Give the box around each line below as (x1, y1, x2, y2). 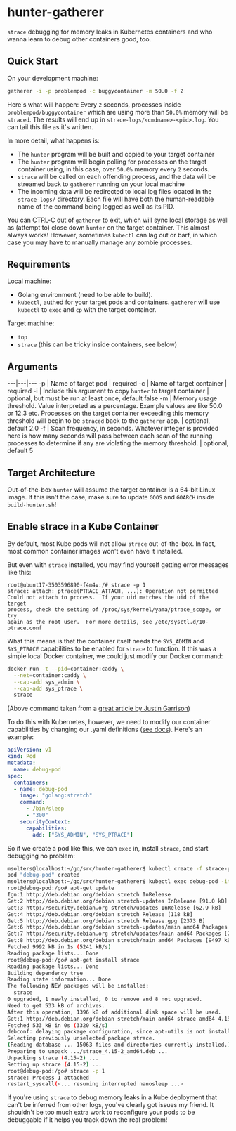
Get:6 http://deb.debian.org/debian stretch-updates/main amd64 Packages (7, 924, 228, 931)
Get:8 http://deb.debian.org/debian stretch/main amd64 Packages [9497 (7, 937, 221, 944)
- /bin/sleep (25, 805, 65, 812)
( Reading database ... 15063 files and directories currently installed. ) (7, 1041, 231, 1049)
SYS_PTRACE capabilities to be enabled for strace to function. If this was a (7, 644, 217, 653)
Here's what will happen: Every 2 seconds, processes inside (7, 100, 181, 109)
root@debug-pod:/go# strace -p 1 (7, 1067, 105, 1075)
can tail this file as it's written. (7, 122, 93, 131)
